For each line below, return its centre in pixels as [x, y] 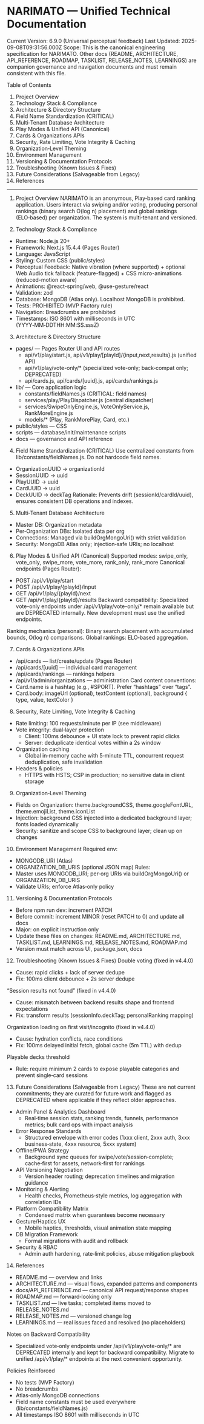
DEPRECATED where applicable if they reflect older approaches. [96, 1100]
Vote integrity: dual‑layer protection [60, 730]
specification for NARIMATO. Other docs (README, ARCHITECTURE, [93, 53]
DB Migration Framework [47, 1234]
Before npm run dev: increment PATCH [64, 910]
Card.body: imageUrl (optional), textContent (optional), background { [101, 693]
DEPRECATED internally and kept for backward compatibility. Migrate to [105, 1352]
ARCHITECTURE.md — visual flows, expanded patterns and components [107, 1284]
